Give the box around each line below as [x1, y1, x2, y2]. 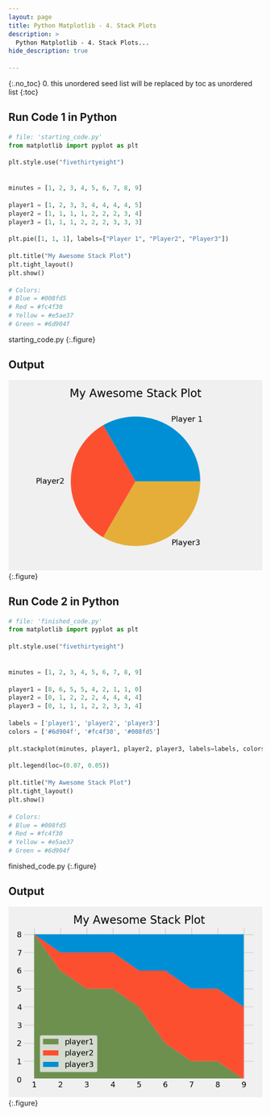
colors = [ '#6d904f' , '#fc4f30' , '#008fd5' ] [8, 727, 161, 735]
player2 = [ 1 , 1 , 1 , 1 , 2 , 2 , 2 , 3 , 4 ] [8, 210, 143, 218]
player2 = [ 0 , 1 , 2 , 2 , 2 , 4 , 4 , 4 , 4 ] [8, 693, 143, 702]
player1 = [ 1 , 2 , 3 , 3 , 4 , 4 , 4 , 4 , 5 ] [8, 201, 143, 209]
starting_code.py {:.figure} [8, 335, 96, 344]
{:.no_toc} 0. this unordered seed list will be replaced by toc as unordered [8, 79, 252, 88]
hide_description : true [8, 47, 89, 56]
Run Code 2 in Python [8, 595, 119, 609]
